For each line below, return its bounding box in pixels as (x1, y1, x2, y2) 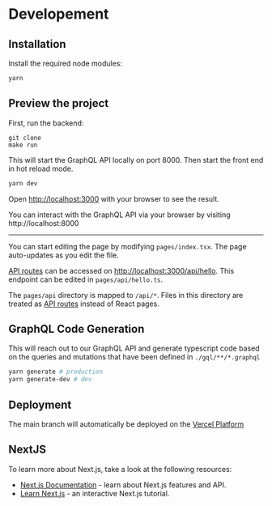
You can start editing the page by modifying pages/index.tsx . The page (8, 241, 247, 251)
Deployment (8, 398, 72, 411)
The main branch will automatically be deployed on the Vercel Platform (8, 419, 244, 429)
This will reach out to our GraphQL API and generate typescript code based (8, 343, 261, 353)
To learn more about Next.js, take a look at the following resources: (8, 464, 232, 474)
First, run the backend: (8, 118, 84, 128)
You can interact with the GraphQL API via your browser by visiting (8, 210, 231, 219)
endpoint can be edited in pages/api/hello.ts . (8, 274, 164, 284)
